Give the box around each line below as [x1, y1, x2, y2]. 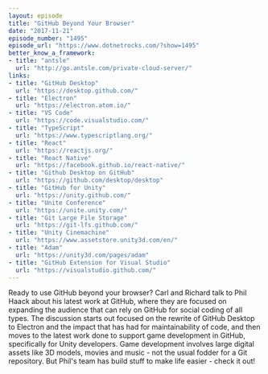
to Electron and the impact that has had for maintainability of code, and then [8, 323, 261, 332]
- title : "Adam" [8, 244, 63, 252]
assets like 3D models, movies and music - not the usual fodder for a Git [8, 347, 248, 358]
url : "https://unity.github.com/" [15, 191, 131, 199]
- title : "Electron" [8, 94, 78, 102]
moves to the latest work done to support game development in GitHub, [8, 331, 245, 340]
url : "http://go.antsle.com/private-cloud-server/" [15, 64, 193, 72]
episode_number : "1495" [8, 34, 89, 43]
